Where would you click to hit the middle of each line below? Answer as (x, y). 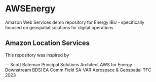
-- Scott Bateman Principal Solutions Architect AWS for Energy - (70, 64)
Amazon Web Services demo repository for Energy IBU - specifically (75, 22)
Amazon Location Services (47, 43)
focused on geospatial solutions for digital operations (59, 27)
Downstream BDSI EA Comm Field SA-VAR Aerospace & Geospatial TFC (78, 70)
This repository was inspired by (37, 55)
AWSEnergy (30, 9)
